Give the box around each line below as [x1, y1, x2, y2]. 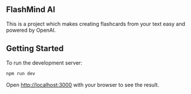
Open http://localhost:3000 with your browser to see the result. [6, 81, 160, 88]
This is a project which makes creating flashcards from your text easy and [6, 20, 186, 27]
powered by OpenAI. [6, 26, 56, 33]
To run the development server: [6, 59, 82, 66]
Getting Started [6, 43, 64, 53]
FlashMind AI [6, 5, 56, 15]
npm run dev [6, 70, 35, 76]
